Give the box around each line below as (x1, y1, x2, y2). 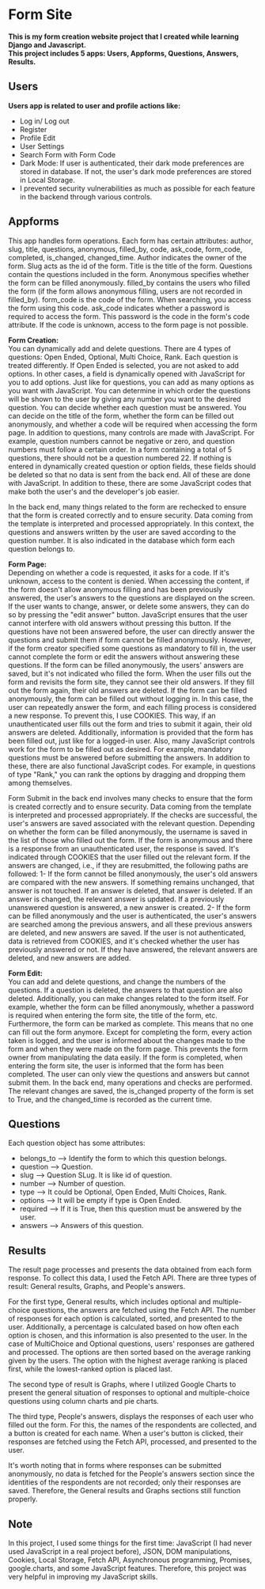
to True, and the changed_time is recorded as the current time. (8, 1094, 212, 1104)
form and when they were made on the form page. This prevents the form (8, 1044, 248, 1053)
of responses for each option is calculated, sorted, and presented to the (8, 1314, 243, 1323)
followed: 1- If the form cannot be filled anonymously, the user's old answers (8, 869, 258, 878)
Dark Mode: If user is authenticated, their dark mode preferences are (19, 158, 245, 168)
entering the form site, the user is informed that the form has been (8, 1060, 224, 1070)
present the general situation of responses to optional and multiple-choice (8, 1388, 251, 1397)
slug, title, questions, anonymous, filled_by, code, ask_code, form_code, (8, 244, 243, 254)
